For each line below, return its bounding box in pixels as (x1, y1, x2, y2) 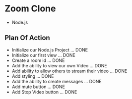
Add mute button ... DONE (11, 84, 65, 90)
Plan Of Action (4, 34, 50, 42)
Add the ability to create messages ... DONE (11, 78, 102, 84)
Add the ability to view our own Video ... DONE (11, 62, 107, 68)
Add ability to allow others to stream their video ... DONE (11, 68, 128, 74)
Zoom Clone (4, 3, 56, 14)
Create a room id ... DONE (11, 57, 65, 63)
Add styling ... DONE (11, 73, 54, 79)
